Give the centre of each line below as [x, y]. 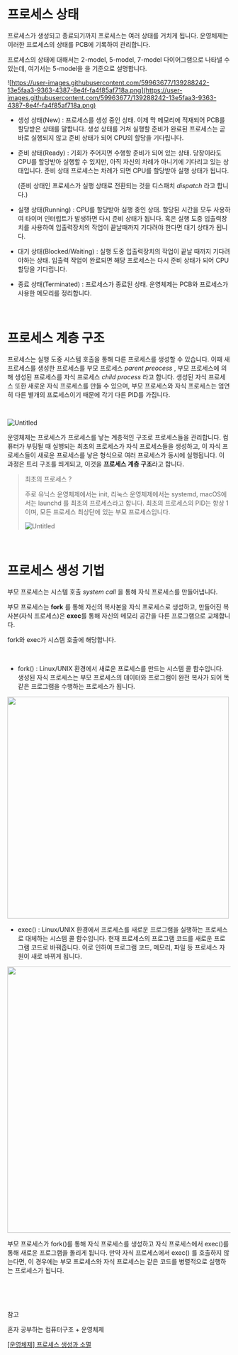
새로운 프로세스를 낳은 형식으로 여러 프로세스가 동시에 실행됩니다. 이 [131, 455]
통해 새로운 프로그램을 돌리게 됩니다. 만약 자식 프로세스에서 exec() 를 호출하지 [115, 1252]
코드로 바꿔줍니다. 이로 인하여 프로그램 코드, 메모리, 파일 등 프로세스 [124, 947]
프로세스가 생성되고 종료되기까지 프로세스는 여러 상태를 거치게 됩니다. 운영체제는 [118, 36]
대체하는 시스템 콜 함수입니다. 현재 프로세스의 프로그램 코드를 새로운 [119, 938]
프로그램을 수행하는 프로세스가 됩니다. [83, 686]
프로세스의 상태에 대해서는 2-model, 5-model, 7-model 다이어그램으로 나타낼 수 [119, 59]
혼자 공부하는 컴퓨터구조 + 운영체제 [56, 1329]
